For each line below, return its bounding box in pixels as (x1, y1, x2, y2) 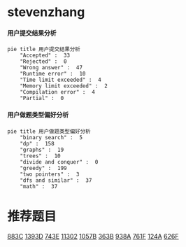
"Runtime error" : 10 (20, 71, 86, 78)
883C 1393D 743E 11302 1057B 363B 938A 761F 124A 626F (7, 232, 180, 240)
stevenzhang (7, 4, 85, 20)
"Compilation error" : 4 (20, 89, 96, 96)
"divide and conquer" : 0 (20, 158, 99, 165)
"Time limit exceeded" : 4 (20, 76, 101, 84)
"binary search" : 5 (20, 134, 83, 141)
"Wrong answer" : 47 (20, 64, 83, 71)
